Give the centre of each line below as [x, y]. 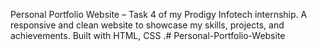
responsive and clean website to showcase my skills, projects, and [147, 25]
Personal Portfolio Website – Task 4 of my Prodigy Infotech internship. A [159, 14]
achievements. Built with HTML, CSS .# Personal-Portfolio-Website [148, 35]
